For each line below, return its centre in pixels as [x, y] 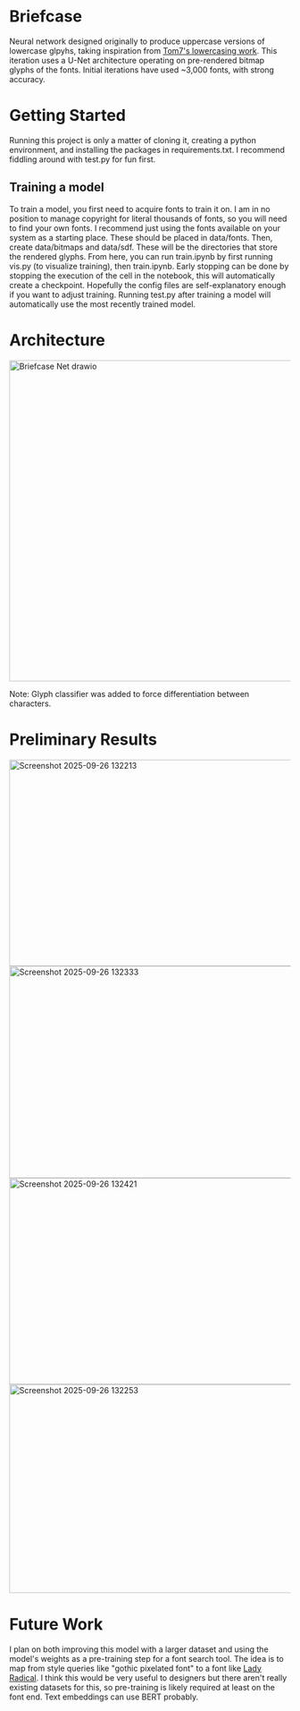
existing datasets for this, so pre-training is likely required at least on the [142, 1687]
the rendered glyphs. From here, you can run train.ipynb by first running [142, 256]
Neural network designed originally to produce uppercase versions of [137, 41]
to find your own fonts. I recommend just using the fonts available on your [145, 228]
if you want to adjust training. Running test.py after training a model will [140, 294]
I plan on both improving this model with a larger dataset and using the [139, 1649]
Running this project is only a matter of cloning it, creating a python [133, 140]
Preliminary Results [83, 739]
